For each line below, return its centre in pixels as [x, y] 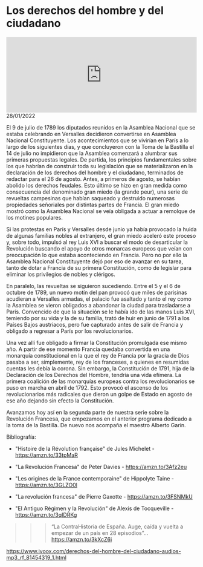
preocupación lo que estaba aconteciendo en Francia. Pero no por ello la [97, 255]
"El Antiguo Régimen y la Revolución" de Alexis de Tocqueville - [94, 508]
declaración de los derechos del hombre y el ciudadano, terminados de [95, 172]
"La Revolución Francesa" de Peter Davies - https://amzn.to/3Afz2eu [101, 467]
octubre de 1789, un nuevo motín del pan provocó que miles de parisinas [97, 292]
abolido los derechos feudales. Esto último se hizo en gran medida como [97, 185]
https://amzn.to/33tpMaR [47, 455]
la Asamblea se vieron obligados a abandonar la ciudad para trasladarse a [98, 305]
